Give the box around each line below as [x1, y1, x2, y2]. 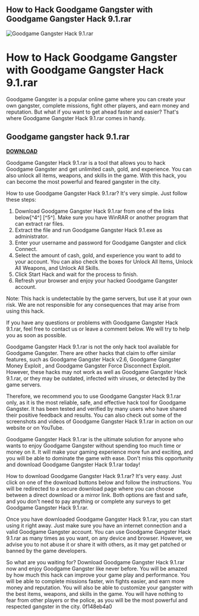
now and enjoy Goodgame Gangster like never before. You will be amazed [6, 565, 188, 572]
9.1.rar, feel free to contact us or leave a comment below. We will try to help [6, 325, 190, 332]
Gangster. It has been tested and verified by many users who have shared [6, 405, 187, 412]
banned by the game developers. [6, 547, 87, 554]
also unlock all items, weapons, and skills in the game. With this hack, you [6, 172, 187, 179]
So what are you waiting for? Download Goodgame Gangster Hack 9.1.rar [6, 558, 185, 565]
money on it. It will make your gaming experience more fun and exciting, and [6, 448, 193, 455]
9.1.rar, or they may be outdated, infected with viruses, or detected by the [6, 375, 185, 382]
